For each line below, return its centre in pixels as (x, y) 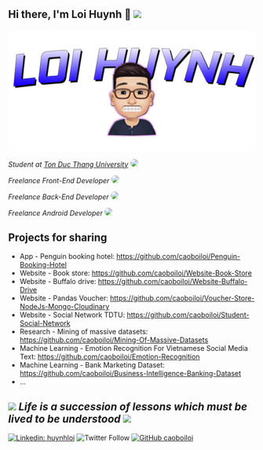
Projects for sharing (58, 237)
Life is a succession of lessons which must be (133, 406)
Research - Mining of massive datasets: (84, 332)
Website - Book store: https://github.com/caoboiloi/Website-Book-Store (136, 273)
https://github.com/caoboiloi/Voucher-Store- (182, 298)
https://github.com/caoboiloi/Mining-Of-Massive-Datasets (114, 340)
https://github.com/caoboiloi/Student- (188, 315)
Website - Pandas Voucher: (64, 298)
